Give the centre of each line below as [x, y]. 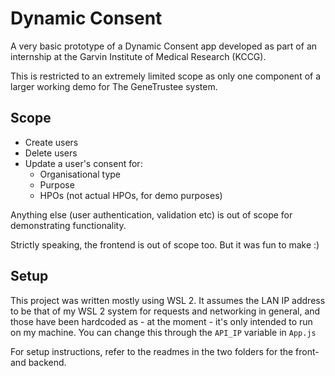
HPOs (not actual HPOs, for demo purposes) [131, 195]
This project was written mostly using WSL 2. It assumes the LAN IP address [168, 300]
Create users [51, 142]
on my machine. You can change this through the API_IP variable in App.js [163, 332]
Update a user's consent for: [83, 163]
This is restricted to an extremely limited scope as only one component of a [166, 76]
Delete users [51, 153]
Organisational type [80, 174]
